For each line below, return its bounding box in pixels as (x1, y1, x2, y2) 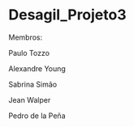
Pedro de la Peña (8, 111, 66, 121)
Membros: (8, 32, 43, 42)
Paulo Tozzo (8, 48, 50, 57)
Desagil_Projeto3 (8, 6, 128, 24)
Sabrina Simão (8, 79, 58, 89)
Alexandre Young (8, 63, 67, 74)
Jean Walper (8, 95, 51, 104)
